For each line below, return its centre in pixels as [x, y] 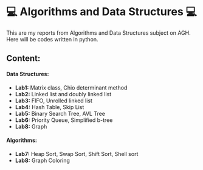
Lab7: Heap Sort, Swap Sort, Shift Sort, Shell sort [77, 154]
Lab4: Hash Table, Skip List [50, 107]
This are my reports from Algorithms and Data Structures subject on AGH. [98, 33]
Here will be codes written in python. [52, 39]
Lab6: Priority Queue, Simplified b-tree [64, 120]
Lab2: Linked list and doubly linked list [63, 94]
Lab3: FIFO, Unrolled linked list [54, 101]
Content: [23, 58]
